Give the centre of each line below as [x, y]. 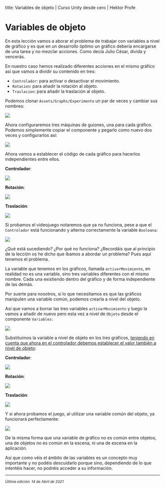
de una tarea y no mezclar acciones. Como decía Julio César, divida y [76, 51]
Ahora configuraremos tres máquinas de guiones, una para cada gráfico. [79, 125]
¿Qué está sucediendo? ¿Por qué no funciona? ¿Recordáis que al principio [80, 248]
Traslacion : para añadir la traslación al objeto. [59, 91]
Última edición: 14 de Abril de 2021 [34, 482]
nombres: [15, 106]
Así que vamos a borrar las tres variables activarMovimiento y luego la [76, 308]
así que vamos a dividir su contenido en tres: [50, 71]
